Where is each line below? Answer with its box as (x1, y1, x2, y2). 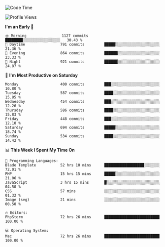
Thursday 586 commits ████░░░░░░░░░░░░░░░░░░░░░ (5, 108, 160, 113)
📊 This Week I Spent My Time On (5, 147, 75, 153)
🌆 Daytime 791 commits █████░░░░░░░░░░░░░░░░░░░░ (5, 42, 160, 47)
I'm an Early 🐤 (5, 24, 34, 30)
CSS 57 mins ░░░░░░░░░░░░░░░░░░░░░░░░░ (5, 189, 160, 194)
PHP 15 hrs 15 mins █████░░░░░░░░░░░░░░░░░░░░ (5, 171, 160, 176)
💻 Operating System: (5, 228, 49, 233)
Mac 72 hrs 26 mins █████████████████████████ (5, 234, 160, 239)
